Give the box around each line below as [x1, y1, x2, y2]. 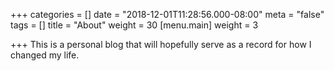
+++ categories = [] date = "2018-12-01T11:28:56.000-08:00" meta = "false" [10, 9, 325, 20]
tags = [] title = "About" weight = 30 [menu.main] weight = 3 [10, 19, 259, 31]
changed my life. [10, 49, 80, 61]
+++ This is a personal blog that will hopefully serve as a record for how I [10, 39, 312, 50]
